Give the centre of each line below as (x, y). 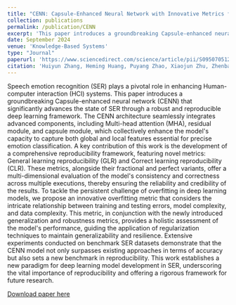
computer (21, 93)
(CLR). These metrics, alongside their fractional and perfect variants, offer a (117, 168)
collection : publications (45, 20)
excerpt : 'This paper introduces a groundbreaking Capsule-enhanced (110, 33)
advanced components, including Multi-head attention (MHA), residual (110, 123)
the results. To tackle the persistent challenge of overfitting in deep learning (117, 190)
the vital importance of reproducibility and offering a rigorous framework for (117, 273)
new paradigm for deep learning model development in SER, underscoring (114, 265)
